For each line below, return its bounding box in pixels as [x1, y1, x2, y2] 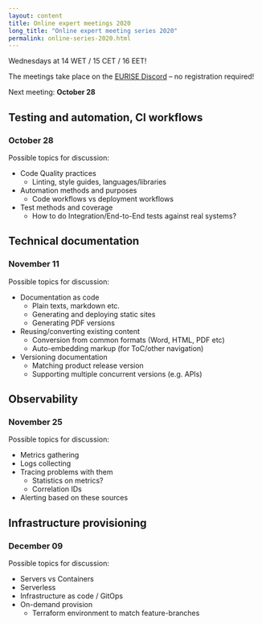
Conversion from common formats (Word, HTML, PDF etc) [31, 335, 225, 345]
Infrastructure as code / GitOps [19, 591, 123, 601]
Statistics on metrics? [31, 475, 104, 486]
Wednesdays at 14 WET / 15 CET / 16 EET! [8, 56, 147, 66]
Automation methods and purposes [19, 186, 137, 195]
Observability [8, 393, 79, 406]
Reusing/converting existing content [19, 326, 141, 336]
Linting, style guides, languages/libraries [31, 177, 167, 186]
